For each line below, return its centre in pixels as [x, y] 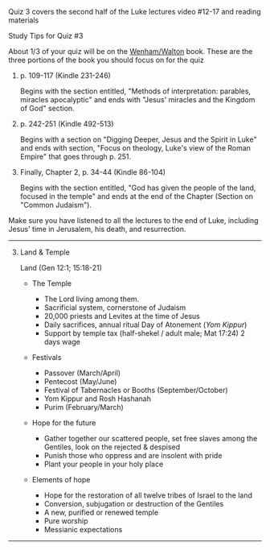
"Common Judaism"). [56, 205]
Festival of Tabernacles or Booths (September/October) [136, 390]
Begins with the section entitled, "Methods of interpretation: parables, [135, 91]
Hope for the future [64, 423]
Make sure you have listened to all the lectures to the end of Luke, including [133, 220]
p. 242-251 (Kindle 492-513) [67, 124]
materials [24, 20]
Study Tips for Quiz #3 [46, 36]
